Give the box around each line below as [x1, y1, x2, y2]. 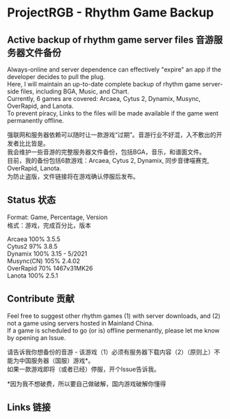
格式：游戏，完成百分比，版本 [7, 221, 91, 229]
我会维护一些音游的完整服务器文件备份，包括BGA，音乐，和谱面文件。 [7, 148, 205, 156]
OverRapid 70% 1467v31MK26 [7, 264, 94, 272]
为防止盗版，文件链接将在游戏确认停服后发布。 [7, 172, 139, 180]
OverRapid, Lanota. [7, 164, 62, 172]
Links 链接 [7, 402, 51, 414]
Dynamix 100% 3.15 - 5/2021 [7, 249, 88, 258]
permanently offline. [7, 117, 64, 124]
